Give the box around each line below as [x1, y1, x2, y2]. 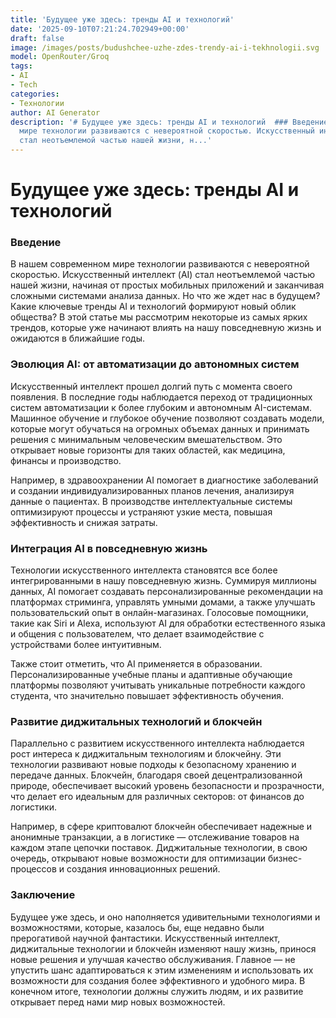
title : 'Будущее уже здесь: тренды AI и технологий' [10, 14, 235, 25]
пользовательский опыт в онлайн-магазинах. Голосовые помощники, [10, 607, 309, 619]
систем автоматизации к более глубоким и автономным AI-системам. [10, 401, 313, 413]
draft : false [10, 33, 65, 43]
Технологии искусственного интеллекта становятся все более [10, 564, 278, 576]
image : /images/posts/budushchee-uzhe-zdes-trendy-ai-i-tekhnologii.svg [10, 42, 320, 53]
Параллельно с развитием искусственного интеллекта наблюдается [10, 737, 305, 750]
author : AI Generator [10, 107, 101, 118]
